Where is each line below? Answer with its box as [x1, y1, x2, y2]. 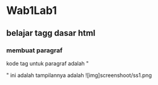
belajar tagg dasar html [6, 28, 96, 38]
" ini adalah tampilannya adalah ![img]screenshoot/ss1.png [6, 71, 153, 79]
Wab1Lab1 [6, 4, 58, 18]
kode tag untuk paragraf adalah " [6, 59, 89, 67]
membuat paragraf [6, 46, 63, 55]
